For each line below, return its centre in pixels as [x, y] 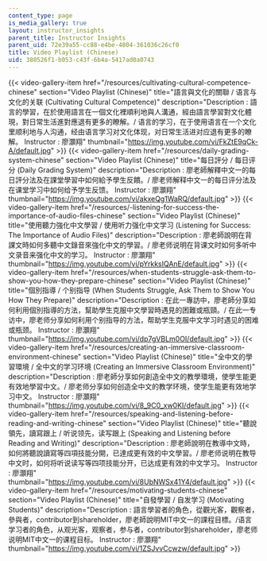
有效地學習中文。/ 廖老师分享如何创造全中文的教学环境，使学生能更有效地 [129, 386]
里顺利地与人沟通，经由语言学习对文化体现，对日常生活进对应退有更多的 [126, 131]
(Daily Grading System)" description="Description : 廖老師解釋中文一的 [133, 170]
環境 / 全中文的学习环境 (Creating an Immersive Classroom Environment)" [135, 366]
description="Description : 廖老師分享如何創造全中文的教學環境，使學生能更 [132, 376]
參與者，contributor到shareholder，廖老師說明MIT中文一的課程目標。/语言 [130, 519]
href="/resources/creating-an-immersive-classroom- [157, 347]
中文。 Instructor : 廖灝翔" [58, 396]
